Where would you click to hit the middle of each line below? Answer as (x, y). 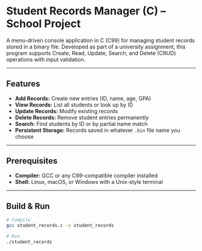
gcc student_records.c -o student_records (60, 226)
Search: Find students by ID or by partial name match (81, 123)
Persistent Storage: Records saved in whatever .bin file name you (97, 130)
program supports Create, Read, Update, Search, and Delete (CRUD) (91, 53)
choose (24, 137)
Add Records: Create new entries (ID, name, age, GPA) (83, 98)
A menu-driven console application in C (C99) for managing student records (101, 40)
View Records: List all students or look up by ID (74, 105)
